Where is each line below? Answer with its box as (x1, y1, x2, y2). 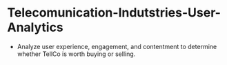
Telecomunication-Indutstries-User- (7, 5, 221, 21)
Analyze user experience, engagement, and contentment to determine (17, 42, 217, 50)
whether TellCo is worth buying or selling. (17, 50, 136, 58)
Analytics (7, 19, 63, 35)
